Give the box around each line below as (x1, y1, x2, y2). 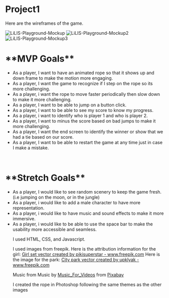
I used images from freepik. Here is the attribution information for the (12, 246, 156, 252)
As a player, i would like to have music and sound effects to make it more (12, 210, 164, 216)
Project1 (5, 4, 40, 15)
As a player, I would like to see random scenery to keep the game (12, 189, 149, 195)
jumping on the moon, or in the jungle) (20, 194, 100, 200)
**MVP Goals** (5, 53, 75, 65)
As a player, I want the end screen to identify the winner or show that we (12, 129, 163, 135)
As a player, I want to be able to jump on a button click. (12, 102, 127, 108)
